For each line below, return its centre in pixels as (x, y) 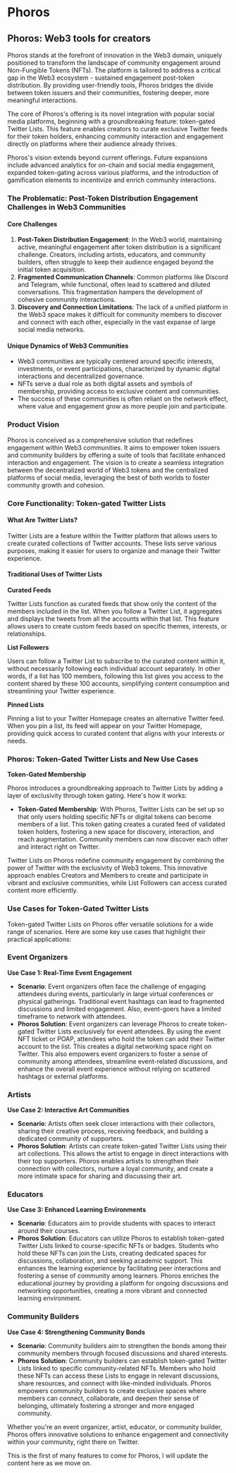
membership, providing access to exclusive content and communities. (119, 392)
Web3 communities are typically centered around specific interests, (116, 361)
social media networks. (51, 329)
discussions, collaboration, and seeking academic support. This (110, 1261)
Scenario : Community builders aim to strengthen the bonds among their (122, 1345)
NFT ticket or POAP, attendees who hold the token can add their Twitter (121, 1038)
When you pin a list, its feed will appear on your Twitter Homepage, (105, 726)
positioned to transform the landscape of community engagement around (114, 63)
